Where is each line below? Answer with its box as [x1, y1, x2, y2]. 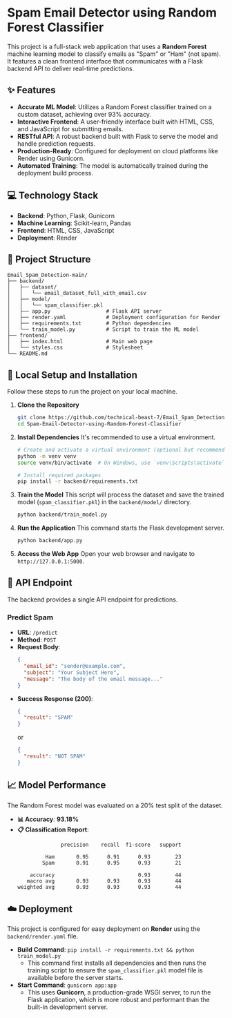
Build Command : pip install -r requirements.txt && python [17, 945, 195, 954]
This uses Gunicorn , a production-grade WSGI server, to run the [27, 988, 211, 997]
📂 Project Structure [7, 253, 91, 265]
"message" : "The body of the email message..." [23, 675, 164, 682]
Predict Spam [7, 613, 54, 622]
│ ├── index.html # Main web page [7, 338, 153, 345]
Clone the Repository [17, 401, 79, 409]
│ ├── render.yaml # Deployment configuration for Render [7, 314, 221, 321]
